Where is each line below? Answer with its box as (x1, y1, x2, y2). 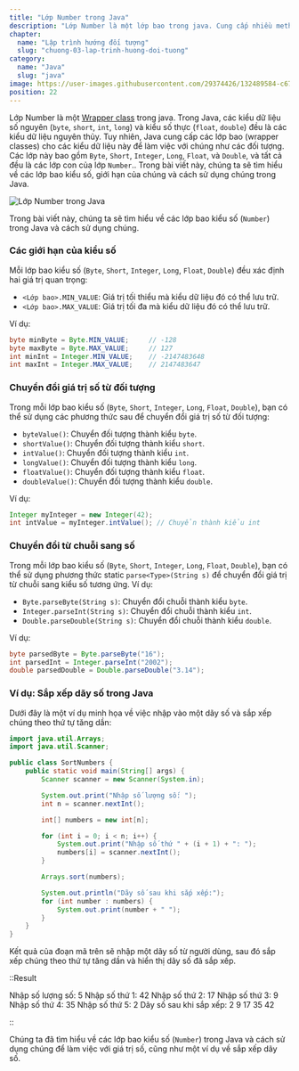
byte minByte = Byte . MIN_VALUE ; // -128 (9, 335, 177, 344)
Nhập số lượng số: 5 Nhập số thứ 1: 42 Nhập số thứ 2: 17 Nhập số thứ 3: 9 (9, 990, 279, 1001)
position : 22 (9, 87, 58, 96)
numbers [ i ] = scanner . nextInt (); (56, 848, 181, 857)
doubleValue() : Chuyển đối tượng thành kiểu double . (21, 476, 214, 486)
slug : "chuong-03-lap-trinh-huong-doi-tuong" (17, 46, 190, 55)
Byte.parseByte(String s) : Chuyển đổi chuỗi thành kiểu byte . (21, 596, 248, 607)
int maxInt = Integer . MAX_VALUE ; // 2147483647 (9, 360, 201, 370)
